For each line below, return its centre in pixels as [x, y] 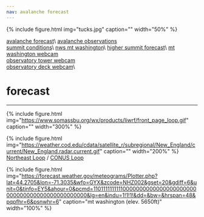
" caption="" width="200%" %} [139, 151]
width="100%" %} [29, 208]
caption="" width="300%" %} [44, 126]
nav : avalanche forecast [38, 12]
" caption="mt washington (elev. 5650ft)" [110, 201]
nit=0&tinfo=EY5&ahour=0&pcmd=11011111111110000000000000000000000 [101, 189]
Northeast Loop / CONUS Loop [45, 158]
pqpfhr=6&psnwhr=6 [33, 201]
